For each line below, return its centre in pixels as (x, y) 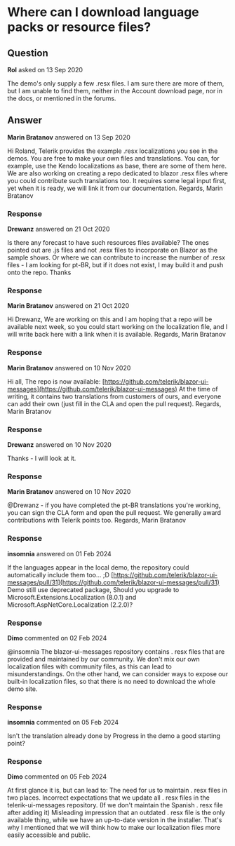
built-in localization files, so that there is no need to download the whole (112, 681)
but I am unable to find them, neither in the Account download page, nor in (115, 91)
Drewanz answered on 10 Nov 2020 (60, 445)
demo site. (22, 689)
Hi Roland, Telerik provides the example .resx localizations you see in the (113, 151)
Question (28, 53)
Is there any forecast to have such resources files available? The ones (108, 243)
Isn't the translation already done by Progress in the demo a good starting (114, 736)
